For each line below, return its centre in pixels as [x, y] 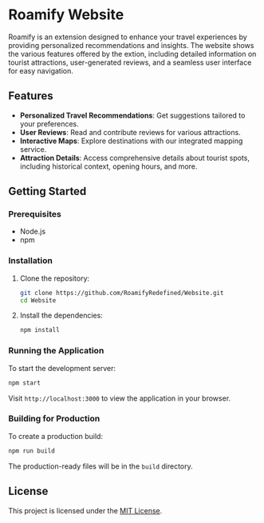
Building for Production [54, 419]
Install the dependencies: [61, 315]
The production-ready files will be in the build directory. [100, 466]
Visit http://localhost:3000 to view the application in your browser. [120, 398]
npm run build [32, 451]
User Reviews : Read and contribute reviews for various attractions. [130, 132]
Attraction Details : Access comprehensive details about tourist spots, [134, 158]
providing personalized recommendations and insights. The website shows [131, 45]
